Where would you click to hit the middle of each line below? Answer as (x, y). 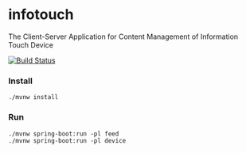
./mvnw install (33, 98)
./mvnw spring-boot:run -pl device (67, 140)
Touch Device (31, 44)
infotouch (41, 15)
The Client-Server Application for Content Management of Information (123, 36)
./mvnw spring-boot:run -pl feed (64, 134)
